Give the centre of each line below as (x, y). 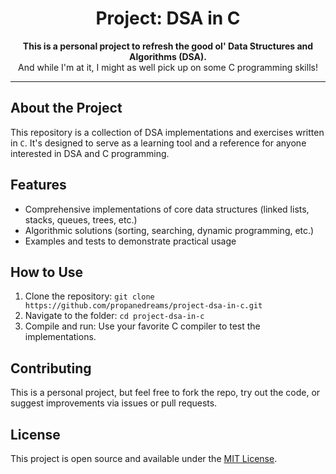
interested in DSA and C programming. (90, 153)
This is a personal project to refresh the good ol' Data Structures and (168, 46)
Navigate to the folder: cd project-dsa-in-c (114, 316)
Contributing (51, 368)
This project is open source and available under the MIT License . (144, 458)
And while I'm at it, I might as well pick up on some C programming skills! (168, 67)
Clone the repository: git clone (89, 296)
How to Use (47, 272)
